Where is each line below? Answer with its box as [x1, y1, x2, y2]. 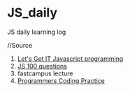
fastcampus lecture [17, 69, 73, 77]
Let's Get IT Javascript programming [17, 54, 124, 63]
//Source [7, 41, 33, 49]
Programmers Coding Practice [17, 76, 105, 84]
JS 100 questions [17, 62, 68, 70]
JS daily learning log [7, 28, 66, 36]
